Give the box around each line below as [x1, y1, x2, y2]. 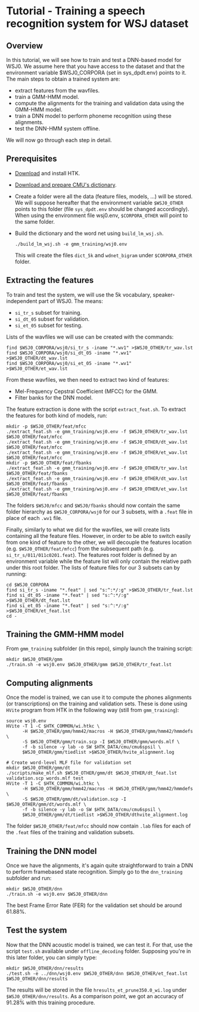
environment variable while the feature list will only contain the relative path [6, 558, 192, 565]
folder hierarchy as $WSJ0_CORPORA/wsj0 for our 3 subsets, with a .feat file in [6, 508, 192, 515]
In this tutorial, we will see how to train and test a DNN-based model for [6, 57, 182, 63]
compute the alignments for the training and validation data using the [14, 100, 185, 107]
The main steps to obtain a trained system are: [6, 76, 120, 82]
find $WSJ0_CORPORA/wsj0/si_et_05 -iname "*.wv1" [6, 360, 132, 366]
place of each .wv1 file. [6, 514, 63, 521]
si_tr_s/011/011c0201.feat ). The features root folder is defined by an [6, 551, 177, 558]
